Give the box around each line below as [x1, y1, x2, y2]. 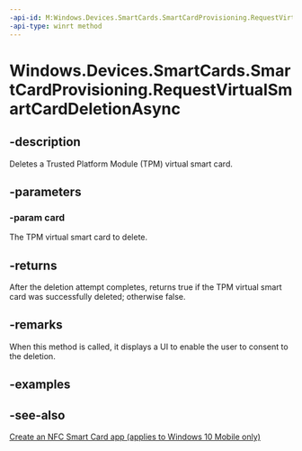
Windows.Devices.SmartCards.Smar [9, 60, 291, 81]
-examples [9, 377, 71, 392]
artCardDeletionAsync [9, 98, 182, 119]
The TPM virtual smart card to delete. [9, 231, 148, 243]
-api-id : [9, 13, 42, 23]
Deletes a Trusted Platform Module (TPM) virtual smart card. [9, 158, 234, 169]
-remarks [9, 317, 63, 333]
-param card [9, 211, 66, 223]
